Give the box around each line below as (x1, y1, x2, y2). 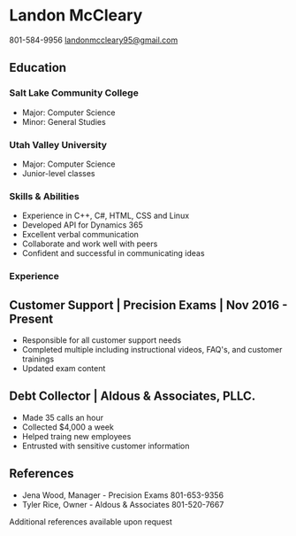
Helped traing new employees (21, 431, 132, 441)
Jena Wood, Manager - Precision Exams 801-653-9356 (21, 489, 224, 501)
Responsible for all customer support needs (21, 334, 182, 346)
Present (9, 311, 54, 326)
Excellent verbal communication (21, 229, 140, 240)
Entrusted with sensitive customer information (21, 440, 190, 451)
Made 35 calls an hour (21, 412, 104, 423)
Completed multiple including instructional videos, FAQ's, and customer (21, 344, 283, 354)
